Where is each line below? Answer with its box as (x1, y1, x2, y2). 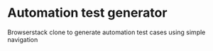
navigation (7, 35, 38, 43)
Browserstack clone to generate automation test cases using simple (7, 28, 206, 36)
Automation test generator (7, 5, 168, 21)
